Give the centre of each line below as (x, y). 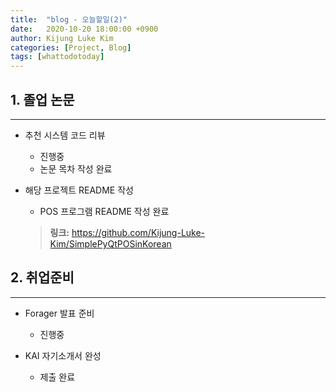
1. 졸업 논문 (42, 99)
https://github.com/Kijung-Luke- (138, 232)
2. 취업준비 (42, 277)
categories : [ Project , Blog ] (71, 47)
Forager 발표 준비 (59, 313)
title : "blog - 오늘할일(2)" (69, 19)
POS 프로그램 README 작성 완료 (104, 211)
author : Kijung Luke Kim (62, 38)
